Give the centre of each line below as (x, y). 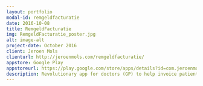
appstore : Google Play (35, 62)
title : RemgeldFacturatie (39, 29)
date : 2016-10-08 (28, 23)
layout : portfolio (29, 12)
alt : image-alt (25, 40)
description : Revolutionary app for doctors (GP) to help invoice (92, 74)
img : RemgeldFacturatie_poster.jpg (51, 35)
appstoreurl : (23, 68)
